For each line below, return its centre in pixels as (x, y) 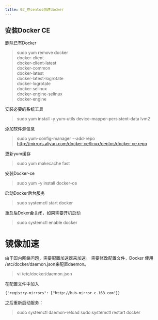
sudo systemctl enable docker (47, 223)
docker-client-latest (37, 63)
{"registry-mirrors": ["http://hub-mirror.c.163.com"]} (63, 293)
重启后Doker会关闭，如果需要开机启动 (43, 213)
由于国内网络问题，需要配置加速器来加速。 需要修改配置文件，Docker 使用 (79, 258)
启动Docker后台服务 (25, 193)
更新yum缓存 (18, 154)
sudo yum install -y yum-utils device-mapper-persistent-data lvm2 (83, 119)
